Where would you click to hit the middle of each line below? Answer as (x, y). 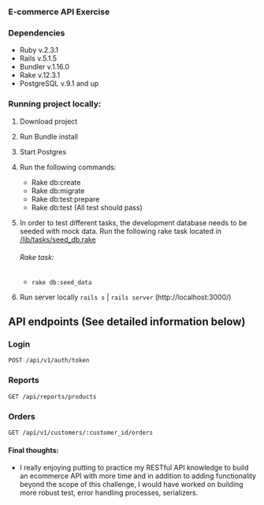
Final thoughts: (33, 450)
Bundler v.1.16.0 (44, 67)
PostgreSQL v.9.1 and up (59, 84)
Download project (48, 121)
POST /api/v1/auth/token (49, 361)
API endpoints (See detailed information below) (127, 322)
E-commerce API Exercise (59, 12)
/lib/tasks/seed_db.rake (58, 240)
